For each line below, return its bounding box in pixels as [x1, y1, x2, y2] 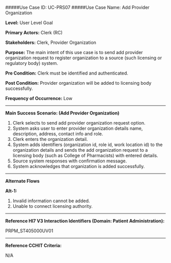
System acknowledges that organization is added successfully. [12, 163, 145, 169]
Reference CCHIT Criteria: [5, 243, 62, 248]
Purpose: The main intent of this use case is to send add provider [5, 50, 144, 55]
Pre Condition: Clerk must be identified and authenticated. [5, 70, 129, 76]
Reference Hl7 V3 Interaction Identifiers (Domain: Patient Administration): [5, 218, 165, 224]
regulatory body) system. [5, 60, 59, 66]
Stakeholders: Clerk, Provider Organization [5, 39, 97, 45]
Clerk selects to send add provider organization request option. [12, 120, 146, 126]
